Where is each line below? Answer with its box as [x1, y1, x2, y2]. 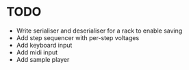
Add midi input [16, 48, 58, 56]
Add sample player [16, 55, 70, 63]
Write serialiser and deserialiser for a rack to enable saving [16, 27, 183, 35]
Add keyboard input [16, 41, 73, 49]
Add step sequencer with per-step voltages [16, 33, 140, 41]
